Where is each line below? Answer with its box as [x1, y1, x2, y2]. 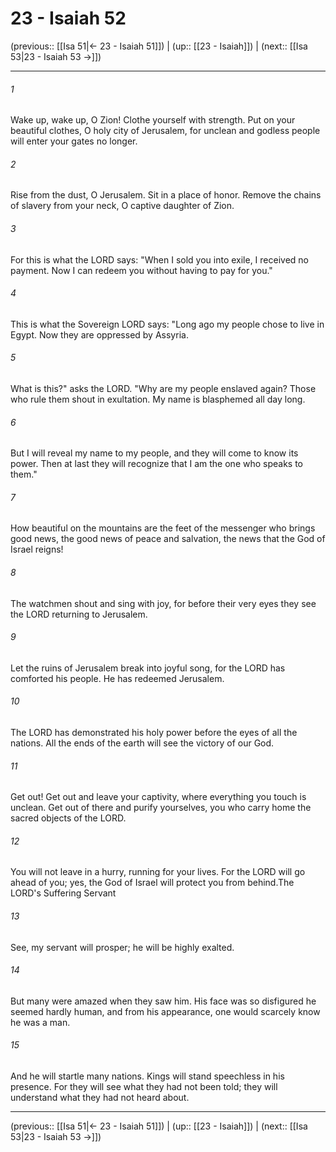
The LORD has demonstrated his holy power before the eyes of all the [10, 726, 298, 738]
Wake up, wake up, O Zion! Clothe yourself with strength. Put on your [10, 114, 296, 126]
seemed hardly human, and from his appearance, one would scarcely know [10, 1005, 321, 1017]
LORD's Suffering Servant [10, 887, 117, 899]
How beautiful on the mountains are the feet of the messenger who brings [10, 522, 316, 534]
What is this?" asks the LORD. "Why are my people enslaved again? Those [10, 382, 317, 394]
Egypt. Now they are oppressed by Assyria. [10, 328, 189, 341]
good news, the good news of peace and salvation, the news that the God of [10, 533, 326, 545]
